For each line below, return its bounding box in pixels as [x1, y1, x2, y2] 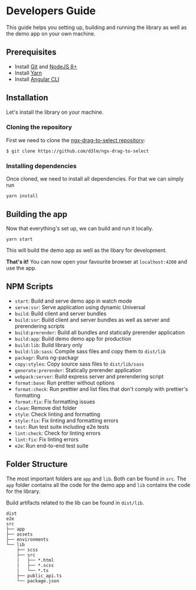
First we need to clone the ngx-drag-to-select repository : [6, 136, 146, 143]
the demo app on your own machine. [6, 30, 96, 37]
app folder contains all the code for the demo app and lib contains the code [6, 481, 191, 488]
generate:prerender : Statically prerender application [14, 366, 142, 374]
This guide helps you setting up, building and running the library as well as [6, 24, 187, 31]
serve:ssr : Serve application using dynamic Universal [14, 303, 146, 310]
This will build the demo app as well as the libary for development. [6, 246, 167, 254]
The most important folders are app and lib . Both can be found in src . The [6, 475, 187, 482]
